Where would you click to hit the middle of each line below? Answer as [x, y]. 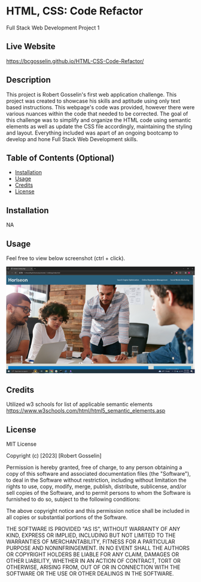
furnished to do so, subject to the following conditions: [73, 499]
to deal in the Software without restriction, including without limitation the [96, 480]
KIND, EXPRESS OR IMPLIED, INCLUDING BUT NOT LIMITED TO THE [91, 535]
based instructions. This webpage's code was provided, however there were [100, 107]
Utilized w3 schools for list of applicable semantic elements [80, 404]
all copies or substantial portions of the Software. [67, 517]
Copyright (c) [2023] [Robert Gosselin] [54, 456]
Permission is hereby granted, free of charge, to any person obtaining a [94, 467]
